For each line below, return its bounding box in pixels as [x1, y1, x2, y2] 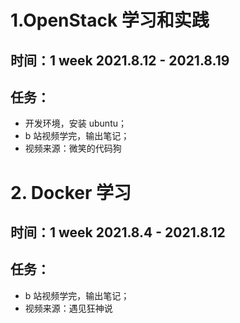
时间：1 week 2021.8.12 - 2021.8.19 [10, 52, 230, 69]
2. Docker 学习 [10, 181, 132, 204]
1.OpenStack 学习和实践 [10, 9, 210, 32]
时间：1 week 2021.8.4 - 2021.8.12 [10, 224, 226, 241]
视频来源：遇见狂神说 [24, 302, 113, 314]
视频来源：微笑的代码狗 [24, 142, 122, 155]
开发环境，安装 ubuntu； [24, 117, 127, 130]
